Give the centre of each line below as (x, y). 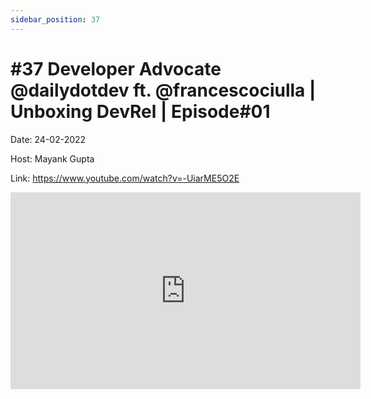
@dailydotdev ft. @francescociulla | (163, 90)
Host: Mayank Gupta (52, 158)
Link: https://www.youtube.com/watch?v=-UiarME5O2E (125, 178)
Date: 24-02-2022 (48, 139)
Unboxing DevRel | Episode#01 (140, 111)
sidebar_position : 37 (55, 19)
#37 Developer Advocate (116, 68)
